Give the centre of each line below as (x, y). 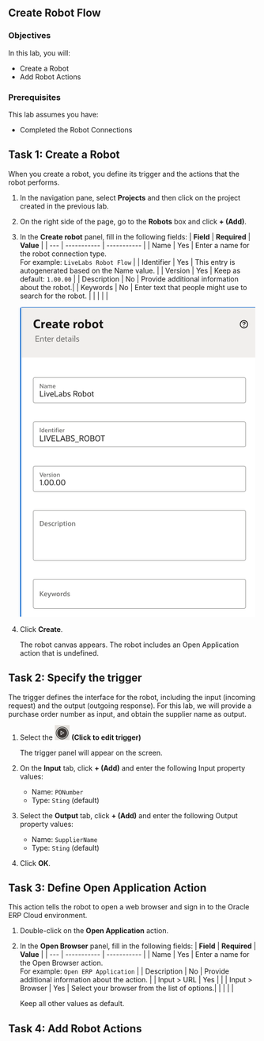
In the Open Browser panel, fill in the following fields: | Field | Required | (138, 946)
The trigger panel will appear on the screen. (91, 752)
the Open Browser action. (61, 963)
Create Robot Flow (55, 13)
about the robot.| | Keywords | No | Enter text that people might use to (133, 287)
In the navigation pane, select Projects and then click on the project (130, 197)
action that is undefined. (59, 653)
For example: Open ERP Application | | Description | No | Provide (124, 971)
